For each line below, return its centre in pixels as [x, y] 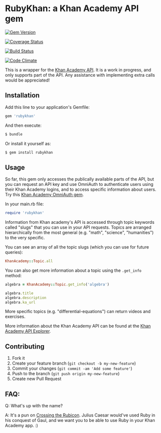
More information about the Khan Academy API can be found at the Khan [78, 326]
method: [13, 275]
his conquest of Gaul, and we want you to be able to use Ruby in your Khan [80, 420]
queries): [14, 252]
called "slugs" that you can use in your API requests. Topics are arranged [78, 227]
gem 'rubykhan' [20, 116]
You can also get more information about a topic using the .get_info [73, 270]
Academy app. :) [22, 426]
